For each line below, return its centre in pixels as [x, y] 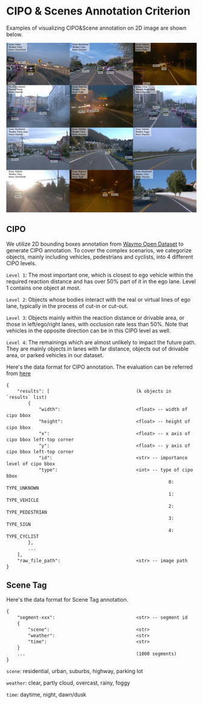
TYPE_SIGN [19, 524]
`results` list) [27, 397]
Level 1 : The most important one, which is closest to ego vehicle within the [100, 275]
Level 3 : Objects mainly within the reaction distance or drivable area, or [95, 317]
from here [19, 373]
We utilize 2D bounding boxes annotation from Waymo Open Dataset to [95, 244]
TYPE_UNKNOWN [23, 488]
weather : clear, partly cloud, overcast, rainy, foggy [68, 683]
